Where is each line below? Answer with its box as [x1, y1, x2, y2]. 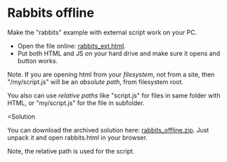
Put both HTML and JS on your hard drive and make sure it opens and [17, 49, 221, 58]
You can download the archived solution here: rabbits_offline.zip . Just [7, 126, 209, 134]
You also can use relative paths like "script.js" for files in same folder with [7, 91, 221, 100]
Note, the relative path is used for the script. [7, 147, 135, 155]
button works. [17, 56, 58, 65]
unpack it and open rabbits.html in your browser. [7, 133, 148, 142]
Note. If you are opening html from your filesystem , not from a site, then [7, 70, 215, 79]
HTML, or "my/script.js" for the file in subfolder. [7, 98, 145, 107]
